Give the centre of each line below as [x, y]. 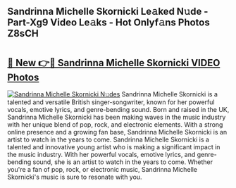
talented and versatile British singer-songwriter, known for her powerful [111, 102]
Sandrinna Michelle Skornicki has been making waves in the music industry [117, 117]
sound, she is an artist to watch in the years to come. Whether [123, 162]
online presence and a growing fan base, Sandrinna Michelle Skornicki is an [117, 132]
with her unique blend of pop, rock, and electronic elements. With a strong [115, 125]
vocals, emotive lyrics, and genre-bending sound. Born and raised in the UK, [118, 109]
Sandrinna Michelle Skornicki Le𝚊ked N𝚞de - [108, 12]
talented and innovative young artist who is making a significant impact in [114, 147]
